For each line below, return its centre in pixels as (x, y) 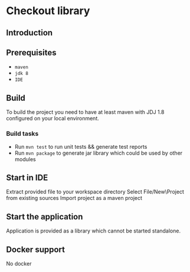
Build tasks (22, 134)
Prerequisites (31, 52)
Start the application (45, 217)
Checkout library (48, 11)
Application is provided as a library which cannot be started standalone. (94, 231)
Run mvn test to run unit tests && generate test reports (81, 146)
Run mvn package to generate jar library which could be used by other (99, 153)
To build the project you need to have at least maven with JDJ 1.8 (85, 112)
